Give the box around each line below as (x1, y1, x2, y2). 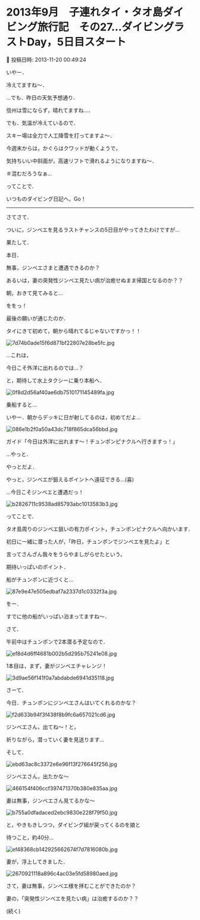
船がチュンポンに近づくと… (6, 576, 74, 583)
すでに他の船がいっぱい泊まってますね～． (6, 613, 110, 620)
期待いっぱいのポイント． (6, 563, 69, 570)
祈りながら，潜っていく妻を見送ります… (6, 736, 104, 743)
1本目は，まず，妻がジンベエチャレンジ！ (6, 662, 107, 669)
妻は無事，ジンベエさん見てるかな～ (6, 797, 95, 804)
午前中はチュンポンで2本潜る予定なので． (6, 638, 108, 645)
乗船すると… (6, 401, 37, 408)
